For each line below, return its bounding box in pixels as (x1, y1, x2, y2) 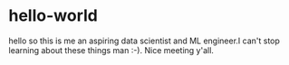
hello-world (8, 5, 99, 26)
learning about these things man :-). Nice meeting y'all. (8, 44, 215, 55)
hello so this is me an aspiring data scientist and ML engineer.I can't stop (8, 35, 280, 46)
